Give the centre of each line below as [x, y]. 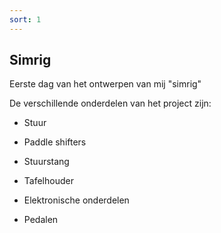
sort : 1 [25, 19]
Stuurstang [46, 162]
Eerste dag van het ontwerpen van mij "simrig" [105, 84]
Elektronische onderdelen [76, 200]
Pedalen [41, 220]
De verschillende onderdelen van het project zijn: [110, 103]
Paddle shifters [55, 142]
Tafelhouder [48, 181]
